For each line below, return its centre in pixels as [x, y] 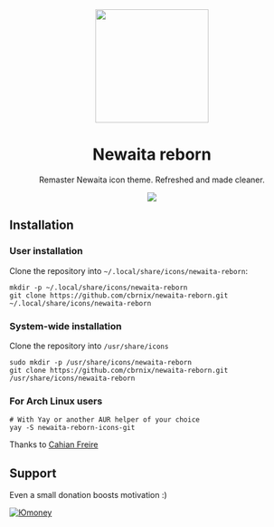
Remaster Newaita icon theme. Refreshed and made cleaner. [152, 180]
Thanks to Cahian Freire [54, 444]
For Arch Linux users [56, 401]
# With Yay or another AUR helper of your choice [105, 420]
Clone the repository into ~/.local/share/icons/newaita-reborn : [129, 270]
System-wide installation [66, 326]
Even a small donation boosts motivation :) [88, 495]
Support [33, 473]
